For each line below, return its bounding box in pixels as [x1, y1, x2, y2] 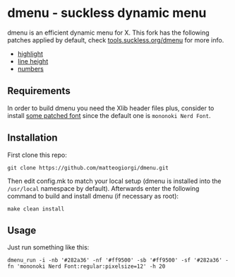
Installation [7, 132, 58, 144]
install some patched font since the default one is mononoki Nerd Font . [7, 111, 211, 119]
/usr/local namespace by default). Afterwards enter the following [7, 184, 200, 192]
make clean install [7, 205, 65, 213]
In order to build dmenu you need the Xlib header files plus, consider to [7, 104, 215, 112]
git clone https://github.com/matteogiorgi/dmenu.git [7, 164, 169, 171]
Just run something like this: [7, 243, 90, 252]
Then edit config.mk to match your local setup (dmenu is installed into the [7, 177, 222, 185]
